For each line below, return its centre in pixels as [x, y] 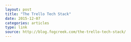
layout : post [18, 9]
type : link [16, 28]
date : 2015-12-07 [23, 18]
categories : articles [27, 23]
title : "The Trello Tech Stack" [38, 14]
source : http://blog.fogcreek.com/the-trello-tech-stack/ [65, 32]
